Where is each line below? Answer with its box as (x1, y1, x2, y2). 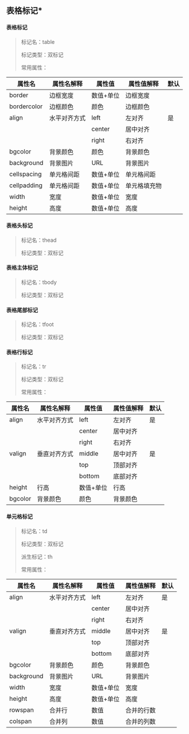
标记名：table (20, 38, 55, 45)
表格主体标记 (6, 264, 38, 271)
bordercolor (9, 102, 43, 110)
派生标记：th (20, 553, 53, 560)
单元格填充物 (125, 181, 162, 190)
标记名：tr (20, 363, 46, 370)
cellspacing (9, 170, 42, 178)
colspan (9, 717, 32, 725)
